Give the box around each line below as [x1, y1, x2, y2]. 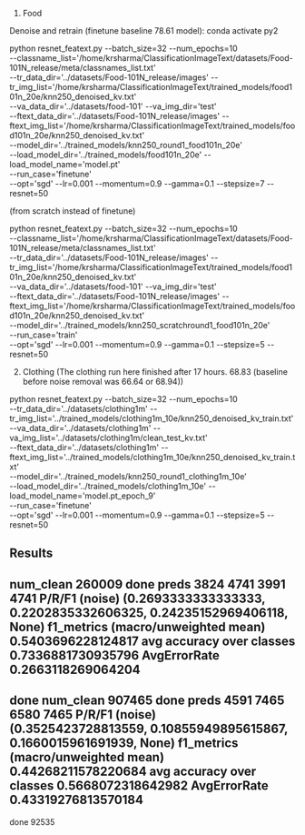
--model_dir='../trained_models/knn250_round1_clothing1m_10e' [9, 471, 248, 481]
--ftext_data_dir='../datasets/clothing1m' [9, 442, 160, 453]
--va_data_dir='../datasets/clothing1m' [9, 423, 152, 433]
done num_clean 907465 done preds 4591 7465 [9, 693, 285, 709]
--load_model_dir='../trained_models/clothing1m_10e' [9, 481, 207, 491]
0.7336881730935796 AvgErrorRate [9, 648, 220, 663]
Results [9, 546, 54, 561]
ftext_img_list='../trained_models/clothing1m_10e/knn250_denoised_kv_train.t [9, 452, 296, 462]
